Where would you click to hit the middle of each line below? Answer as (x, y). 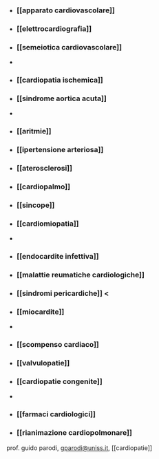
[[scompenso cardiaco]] (57, 345)
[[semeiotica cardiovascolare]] (69, 47)
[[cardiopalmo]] (43, 186)
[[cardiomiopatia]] (47, 224)
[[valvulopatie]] (43, 363)
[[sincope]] (35, 205)
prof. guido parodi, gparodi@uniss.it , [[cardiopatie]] (79, 448)
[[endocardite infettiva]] (57, 257)
